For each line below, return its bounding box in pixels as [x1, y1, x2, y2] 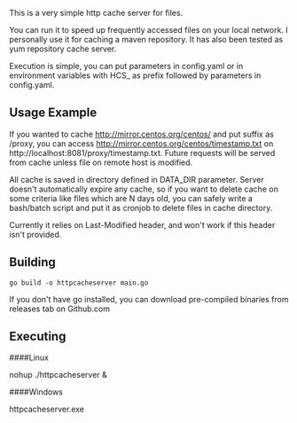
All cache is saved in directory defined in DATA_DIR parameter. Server [9, 174, 264, 184]
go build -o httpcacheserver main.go [9, 278, 149, 287]
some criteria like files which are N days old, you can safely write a [9, 192, 253, 203]
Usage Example [9, 106, 98, 121]
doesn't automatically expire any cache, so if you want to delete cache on [9, 184, 279, 194]
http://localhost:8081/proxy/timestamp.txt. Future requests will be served [9, 147, 276, 158]
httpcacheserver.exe [9, 403, 85, 415]
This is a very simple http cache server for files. [9, 8, 184, 18]
